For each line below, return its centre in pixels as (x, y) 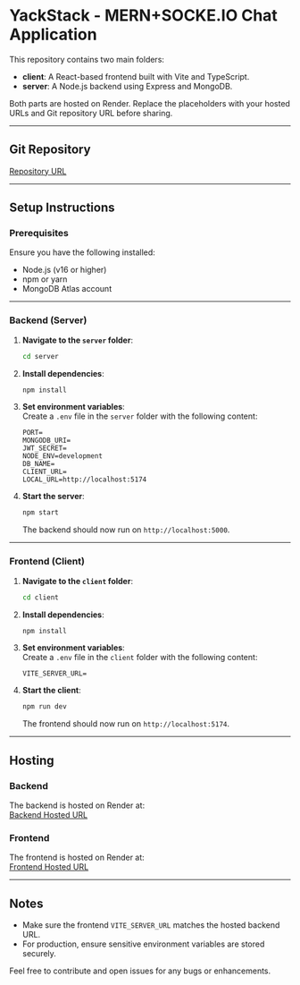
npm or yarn (45, 279)
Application (53, 34)
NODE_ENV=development (62, 456)
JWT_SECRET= (44, 448)
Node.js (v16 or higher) (64, 270)
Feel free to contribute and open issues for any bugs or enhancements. (140, 971)
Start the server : (53, 497)
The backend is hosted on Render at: (77, 805)
